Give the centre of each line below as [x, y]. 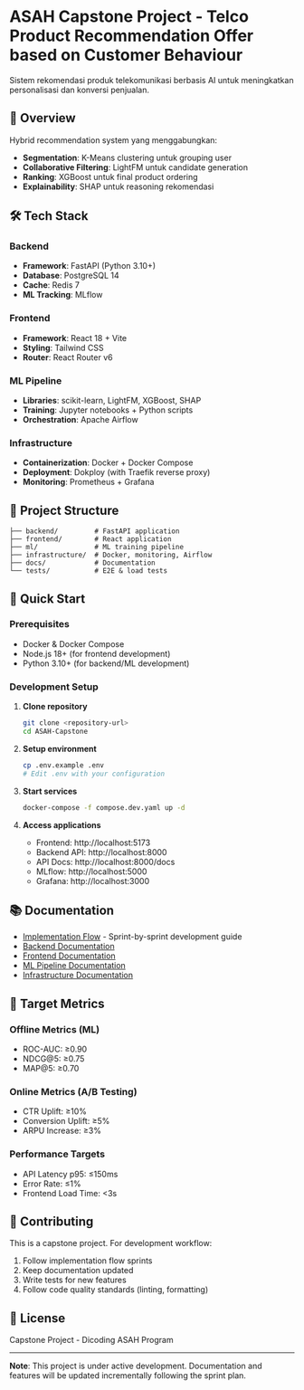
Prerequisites [39, 624]
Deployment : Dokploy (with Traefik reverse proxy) [116, 472]
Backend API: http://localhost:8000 [101, 852]
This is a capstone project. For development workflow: [111, 1243]
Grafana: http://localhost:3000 [93, 881]
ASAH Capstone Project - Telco [129, 17]
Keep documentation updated [78, 1271]
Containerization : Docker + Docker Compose [108, 462]
